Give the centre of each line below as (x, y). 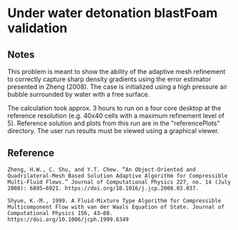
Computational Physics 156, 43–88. (60, 213)
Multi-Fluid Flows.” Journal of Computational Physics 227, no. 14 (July (119, 182)
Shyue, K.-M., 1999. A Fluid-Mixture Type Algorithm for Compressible (114, 201)
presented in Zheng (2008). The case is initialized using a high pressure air (118, 87)
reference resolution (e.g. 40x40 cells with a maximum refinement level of (116, 116)
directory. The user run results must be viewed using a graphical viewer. (113, 131)
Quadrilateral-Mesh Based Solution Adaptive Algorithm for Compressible (118, 176)
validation (37, 28)
